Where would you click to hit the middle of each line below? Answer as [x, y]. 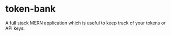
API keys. [15, 28]
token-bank [31, 9]
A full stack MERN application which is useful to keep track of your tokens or [85, 23]
